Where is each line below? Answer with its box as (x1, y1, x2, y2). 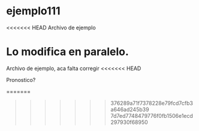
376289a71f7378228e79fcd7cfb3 (110, 99, 194, 106)
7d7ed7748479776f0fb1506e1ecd (110, 112, 194, 119)
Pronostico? (6, 76, 36, 83)
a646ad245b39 (110, 106, 149, 113)
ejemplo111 (6, 4, 61, 18)
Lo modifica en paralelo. (6, 45, 129, 59)
